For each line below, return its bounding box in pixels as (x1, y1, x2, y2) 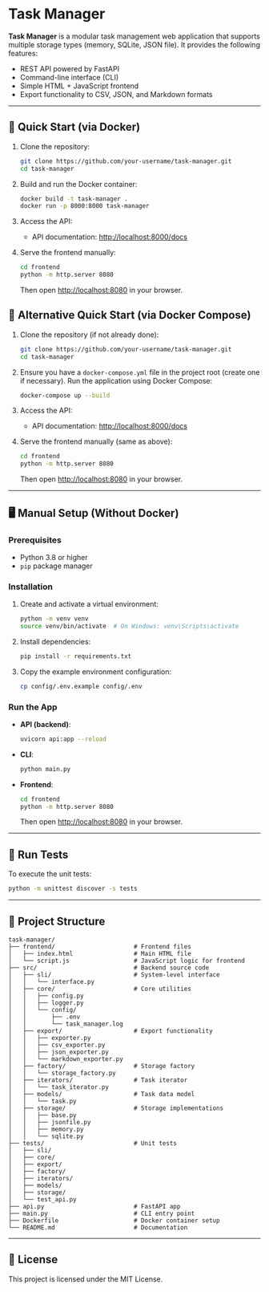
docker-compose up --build (19, 391, 110, 400)
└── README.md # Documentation (8, 1223, 188, 1232)
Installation (8, 581, 54, 592)
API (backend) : (19, 719, 71, 729)
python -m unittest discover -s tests (8, 884, 138, 893)
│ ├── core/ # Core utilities (8, 985, 192, 993)
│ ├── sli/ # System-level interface (8, 970, 220, 979)
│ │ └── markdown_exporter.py (8, 1054, 124, 1063)
